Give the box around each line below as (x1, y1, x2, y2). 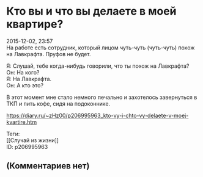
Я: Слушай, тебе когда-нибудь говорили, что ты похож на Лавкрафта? (6, 62, 190, 70)
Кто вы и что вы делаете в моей (6, 4, 177, 18)
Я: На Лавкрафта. (6, 75, 52, 82)
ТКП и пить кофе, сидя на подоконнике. (6, 99, 111, 107)
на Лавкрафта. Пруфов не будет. (6, 50, 91, 57)
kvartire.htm (6, 118, 37, 126)
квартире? (6, 17, 64, 31)
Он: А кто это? (6, 81, 44, 89)
